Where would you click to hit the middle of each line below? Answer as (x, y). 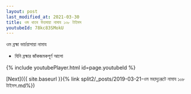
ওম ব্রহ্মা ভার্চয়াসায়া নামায (26, 44)
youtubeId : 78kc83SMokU (35, 28)
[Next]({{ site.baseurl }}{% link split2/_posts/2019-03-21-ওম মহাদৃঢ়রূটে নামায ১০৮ (95, 79)
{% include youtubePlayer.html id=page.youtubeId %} (71, 68)
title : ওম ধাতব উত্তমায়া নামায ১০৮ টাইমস (44, 22)
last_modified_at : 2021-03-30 (43, 17)
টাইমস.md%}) (20, 86)
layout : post (22, 11)
